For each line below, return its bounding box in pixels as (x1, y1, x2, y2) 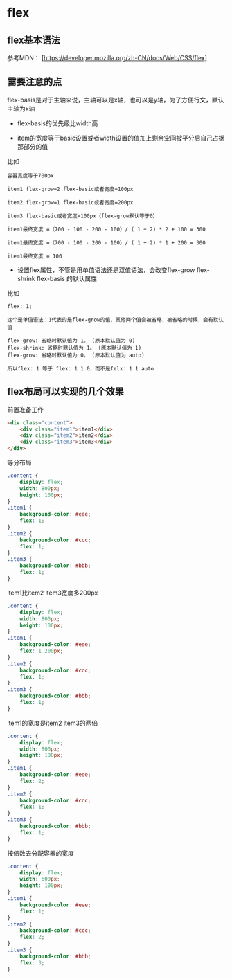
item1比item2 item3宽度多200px (7, 589, 98, 597)
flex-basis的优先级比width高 (17, 119, 98, 127)
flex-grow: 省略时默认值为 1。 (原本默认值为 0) (7, 337, 136, 344)
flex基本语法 (7, 34, 61, 46)
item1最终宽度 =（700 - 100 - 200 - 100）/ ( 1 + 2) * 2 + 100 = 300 (7, 226, 206, 233)
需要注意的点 (7, 76, 62, 88)
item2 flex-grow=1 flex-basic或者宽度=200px (7, 199, 134, 206)
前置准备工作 (7, 405, 44, 413)
